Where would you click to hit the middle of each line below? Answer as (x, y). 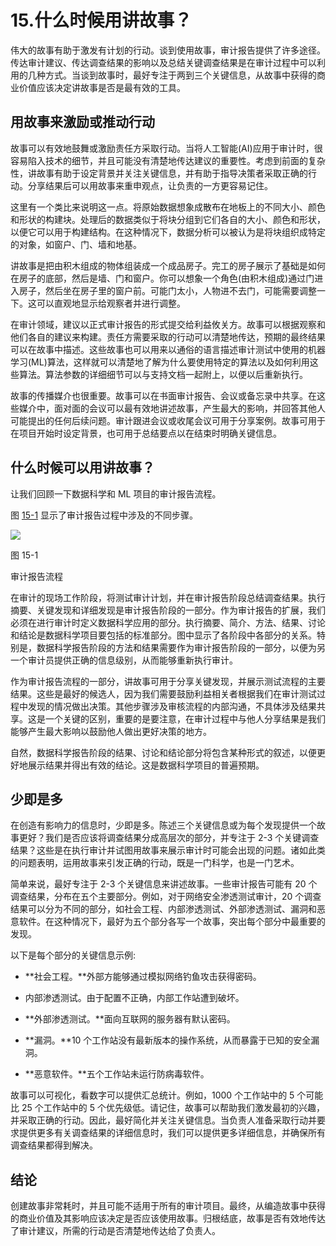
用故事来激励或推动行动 (82, 122)
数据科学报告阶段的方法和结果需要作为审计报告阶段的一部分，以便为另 (181, 647)
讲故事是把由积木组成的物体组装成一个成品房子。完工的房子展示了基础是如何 (168, 265)
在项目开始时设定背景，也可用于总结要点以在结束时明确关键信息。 (146, 433)
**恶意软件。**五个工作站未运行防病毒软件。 (117, 1074)
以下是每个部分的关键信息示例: (73, 955)
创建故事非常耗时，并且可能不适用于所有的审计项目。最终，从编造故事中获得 (168, 1206)
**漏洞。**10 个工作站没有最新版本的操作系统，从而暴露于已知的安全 (168, 1040)
